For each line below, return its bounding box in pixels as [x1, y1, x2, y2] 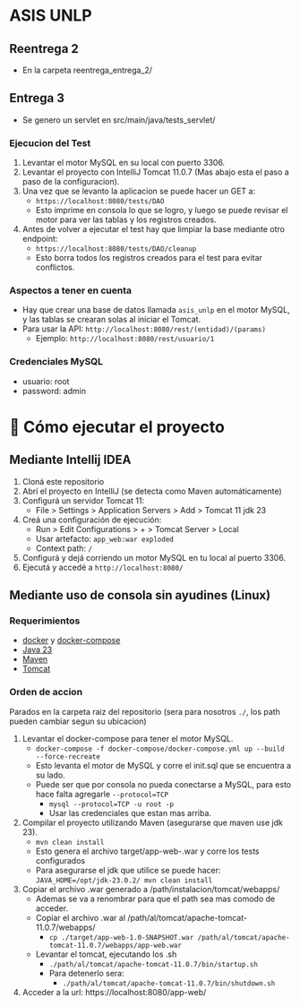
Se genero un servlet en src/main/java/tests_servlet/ [21, 114, 216, 125]
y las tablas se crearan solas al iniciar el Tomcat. [21, 314, 201, 325]
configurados [35, 855, 86, 865]
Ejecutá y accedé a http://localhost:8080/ [21, 562, 184, 572]
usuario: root [21, 375, 70, 386]
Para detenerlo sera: [48, 967, 124, 978]
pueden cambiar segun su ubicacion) [9, 716, 147, 727]
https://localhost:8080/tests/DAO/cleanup [35, 245, 197, 254]
